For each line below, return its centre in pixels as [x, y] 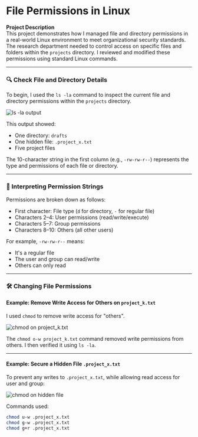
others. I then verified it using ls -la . [51, 345]
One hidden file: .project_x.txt [53, 142]
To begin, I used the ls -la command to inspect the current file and [88, 95]
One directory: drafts [41, 136]
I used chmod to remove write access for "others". [65, 316]
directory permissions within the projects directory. [69, 101]
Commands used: [27, 406]
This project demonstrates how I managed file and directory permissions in [97, 33]
